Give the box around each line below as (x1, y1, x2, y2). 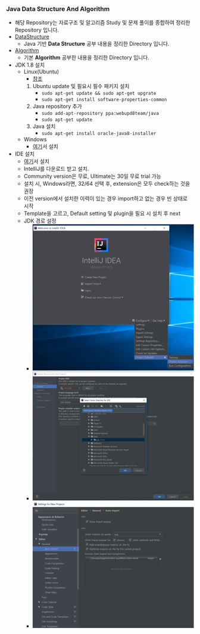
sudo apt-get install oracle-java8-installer (41, 130, 157, 137)
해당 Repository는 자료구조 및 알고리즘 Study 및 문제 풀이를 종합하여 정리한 (14, 19, 190, 26)
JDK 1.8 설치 (14, 61, 45, 68)
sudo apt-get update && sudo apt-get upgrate (41, 90, 157, 96)
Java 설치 (32, 123, 56, 130)
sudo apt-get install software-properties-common (41, 97, 167, 103)
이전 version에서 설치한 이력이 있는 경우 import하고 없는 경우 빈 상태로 (23, 195, 188, 202)
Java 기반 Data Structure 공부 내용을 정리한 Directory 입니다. (23, 40, 170, 48)
